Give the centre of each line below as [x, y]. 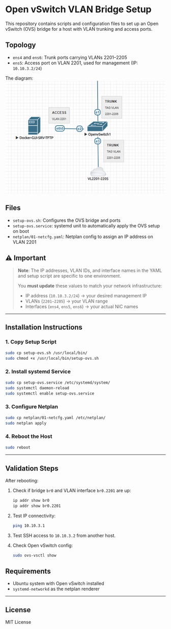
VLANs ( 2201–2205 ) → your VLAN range [66, 301]
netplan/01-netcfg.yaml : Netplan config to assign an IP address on [83, 237]
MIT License [18, 622]
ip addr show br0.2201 [37, 506]
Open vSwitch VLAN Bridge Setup [78, 9]
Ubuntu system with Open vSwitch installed [58, 584]
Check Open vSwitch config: [42, 545]
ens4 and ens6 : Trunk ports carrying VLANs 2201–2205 [70, 57]
